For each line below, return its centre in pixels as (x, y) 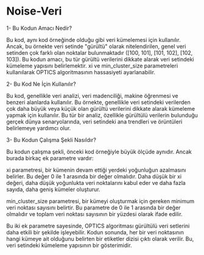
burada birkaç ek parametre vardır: (50, 158)
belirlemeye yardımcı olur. (39, 128)
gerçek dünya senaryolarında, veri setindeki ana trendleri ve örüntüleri (94, 121)
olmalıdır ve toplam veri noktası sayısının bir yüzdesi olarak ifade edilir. (94, 214)
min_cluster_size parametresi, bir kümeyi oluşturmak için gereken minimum (100, 201)
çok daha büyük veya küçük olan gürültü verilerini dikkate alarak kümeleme (101, 108)
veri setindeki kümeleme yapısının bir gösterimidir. (69, 245)
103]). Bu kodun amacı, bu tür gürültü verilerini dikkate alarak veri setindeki (100, 59)
